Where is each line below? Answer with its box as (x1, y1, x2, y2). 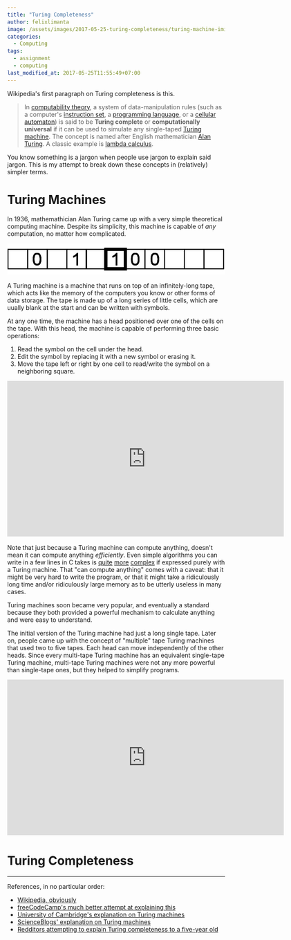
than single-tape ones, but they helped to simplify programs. (7, 666, 180, 674)
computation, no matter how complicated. (7, 229, 126, 238)
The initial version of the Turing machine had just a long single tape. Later (7, 629, 216, 637)
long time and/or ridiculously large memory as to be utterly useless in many (7, 580, 222, 588)
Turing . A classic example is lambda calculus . (24, 139, 154, 148)
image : (7, 26, 26, 33)
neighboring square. (17, 367, 75, 375)
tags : (7, 48, 23, 55)
